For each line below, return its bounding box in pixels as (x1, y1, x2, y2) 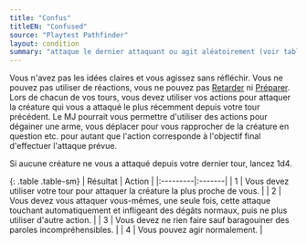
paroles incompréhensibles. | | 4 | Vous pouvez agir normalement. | (9, 225, 263, 236)
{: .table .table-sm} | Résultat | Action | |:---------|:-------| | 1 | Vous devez (9, 175, 290, 187)
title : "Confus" (9, 13, 71, 23)
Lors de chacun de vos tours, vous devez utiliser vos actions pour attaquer (9, 92, 291, 103)
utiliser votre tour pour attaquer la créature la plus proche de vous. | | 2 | (9, 186, 281, 196)
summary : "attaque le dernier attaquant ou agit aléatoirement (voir (9, 48, 281, 57)
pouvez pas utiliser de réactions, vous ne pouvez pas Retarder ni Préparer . (9, 82, 291, 93)
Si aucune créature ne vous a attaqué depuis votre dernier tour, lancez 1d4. (9, 158, 292, 169)
